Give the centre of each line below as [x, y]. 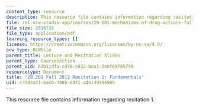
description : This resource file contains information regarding [88, 17]
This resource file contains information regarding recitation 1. [81, 100]
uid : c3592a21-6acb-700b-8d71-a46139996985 [61, 83]
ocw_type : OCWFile [29, 50]
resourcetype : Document [36, 72]
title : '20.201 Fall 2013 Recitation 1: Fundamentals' [75, 77]
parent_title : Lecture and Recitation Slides [63, 55]
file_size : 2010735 [30, 28]
